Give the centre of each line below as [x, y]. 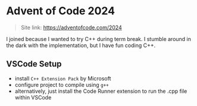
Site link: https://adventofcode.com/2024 [71, 27]
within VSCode [33, 97]
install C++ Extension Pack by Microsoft [63, 78]
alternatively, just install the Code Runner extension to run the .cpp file [101, 91]
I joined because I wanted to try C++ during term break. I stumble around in [99, 39]
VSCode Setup [34, 64]
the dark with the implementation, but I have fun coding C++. [81, 45]
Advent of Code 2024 [60, 11]
